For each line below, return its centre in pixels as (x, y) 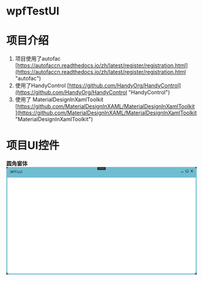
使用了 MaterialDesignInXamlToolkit (59, 100)
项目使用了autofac (38, 59)
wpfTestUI (33, 11)
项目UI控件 (33, 146)
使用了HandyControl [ (42, 85)
